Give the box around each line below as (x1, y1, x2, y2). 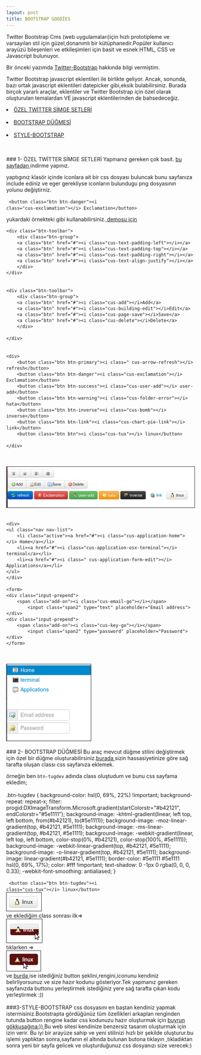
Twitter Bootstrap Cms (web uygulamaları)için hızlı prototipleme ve (6, 33, 170, 40)
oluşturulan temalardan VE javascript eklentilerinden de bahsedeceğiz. (6, 94, 180, 101)
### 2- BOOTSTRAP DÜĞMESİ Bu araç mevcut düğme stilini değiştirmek (6, 748, 185, 755)
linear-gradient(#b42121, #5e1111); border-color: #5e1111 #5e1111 (24, 854, 180, 862)
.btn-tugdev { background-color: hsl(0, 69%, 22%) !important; (6, 791, 159, 798)
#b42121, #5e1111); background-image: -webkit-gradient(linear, (39, 829, 194, 836)
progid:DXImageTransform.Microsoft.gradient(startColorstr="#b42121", (6, 804, 181, 811)
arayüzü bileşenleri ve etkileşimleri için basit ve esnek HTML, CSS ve (6, 45, 175, 53)
